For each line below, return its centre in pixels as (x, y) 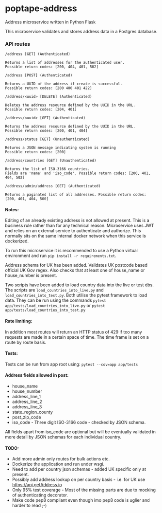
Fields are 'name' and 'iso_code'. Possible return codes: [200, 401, (78, 173)
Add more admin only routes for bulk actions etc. (61, 459)
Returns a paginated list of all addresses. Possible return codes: (76, 195)
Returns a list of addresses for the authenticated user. (65, 63)
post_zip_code (26, 417)
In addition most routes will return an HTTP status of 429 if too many (73, 332)
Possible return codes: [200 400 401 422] (49, 88)
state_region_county (32, 412)
